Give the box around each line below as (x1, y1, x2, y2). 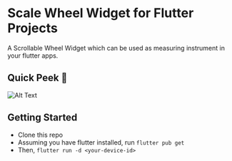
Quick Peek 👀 (7, 72, 68, 84)
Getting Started (7, 112, 78, 124)
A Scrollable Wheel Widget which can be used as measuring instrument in (7, 43, 225, 52)
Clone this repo (17, 130, 63, 139)
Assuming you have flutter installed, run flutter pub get (17, 137, 185, 147)
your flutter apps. (7, 51, 59, 60)
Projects (7, 20, 59, 36)
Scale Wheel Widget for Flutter (7, 5, 194, 21)
